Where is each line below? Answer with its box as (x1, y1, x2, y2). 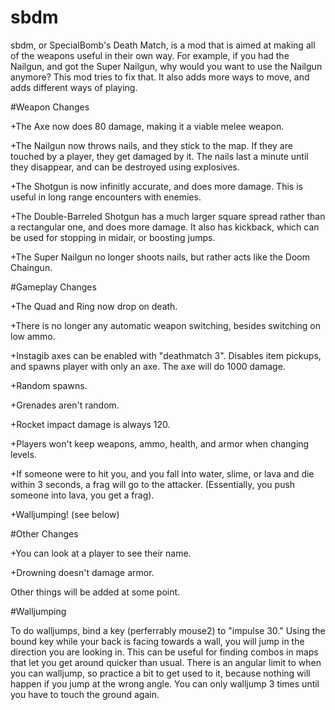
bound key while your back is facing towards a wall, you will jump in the (10, 635, 305, 647)
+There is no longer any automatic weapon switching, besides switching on (10, 319, 322, 331)
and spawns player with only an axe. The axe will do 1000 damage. (10, 360, 286, 372)
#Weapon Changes (10, 101, 90, 113)
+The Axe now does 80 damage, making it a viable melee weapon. (10, 120, 285, 132)
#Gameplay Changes (10, 281, 97, 293)
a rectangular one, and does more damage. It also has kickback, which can (10, 221, 320, 233)
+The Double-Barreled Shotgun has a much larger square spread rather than (10, 210, 326, 222)
